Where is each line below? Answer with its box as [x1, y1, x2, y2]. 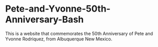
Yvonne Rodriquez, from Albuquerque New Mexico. [5, 36, 113, 42]
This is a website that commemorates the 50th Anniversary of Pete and [5, 30, 153, 36]
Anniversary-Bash [5, 14, 84, 25]
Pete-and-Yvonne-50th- [5, 3, 111, 15]
